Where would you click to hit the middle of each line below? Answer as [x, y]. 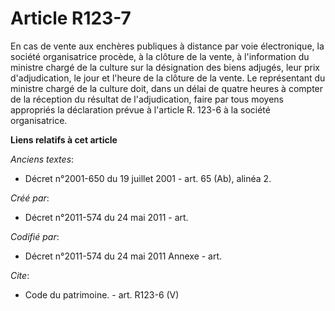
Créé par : [30, 198]
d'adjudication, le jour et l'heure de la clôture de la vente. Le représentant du [168, 78]
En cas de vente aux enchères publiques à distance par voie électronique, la [167, 46]
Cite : [20, 275]
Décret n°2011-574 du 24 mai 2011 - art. [106, 217]
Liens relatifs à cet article [64, 139]
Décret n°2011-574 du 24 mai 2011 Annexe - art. [123, 256]
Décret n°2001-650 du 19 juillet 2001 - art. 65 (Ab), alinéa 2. [148, 178]
